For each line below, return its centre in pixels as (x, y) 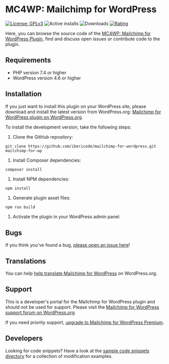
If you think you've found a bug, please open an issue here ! (68, 245)
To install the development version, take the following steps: (68, 127)
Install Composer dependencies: (47, 160)
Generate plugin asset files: (41, 198)
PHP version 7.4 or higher (40, 72)
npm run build (20, 207)
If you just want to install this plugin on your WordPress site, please (76, 106)
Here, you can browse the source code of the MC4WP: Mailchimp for (78, 33)
